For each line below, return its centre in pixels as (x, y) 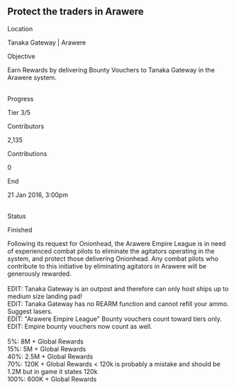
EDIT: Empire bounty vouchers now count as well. (80, 326)
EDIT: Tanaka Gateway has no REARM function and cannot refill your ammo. (118, 303)
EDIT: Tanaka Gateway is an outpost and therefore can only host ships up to (118, 288)
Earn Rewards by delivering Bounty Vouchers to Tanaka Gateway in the (111, 69)
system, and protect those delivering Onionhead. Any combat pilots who (113, 259)
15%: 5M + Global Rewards (47, 349)
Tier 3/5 (19, 112)
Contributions (27, 153)
